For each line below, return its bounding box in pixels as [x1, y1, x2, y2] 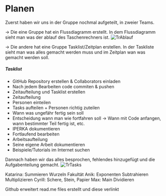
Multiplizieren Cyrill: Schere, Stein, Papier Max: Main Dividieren [5, 177, 134, 183]
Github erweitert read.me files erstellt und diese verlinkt [5, 186, 119, 192]
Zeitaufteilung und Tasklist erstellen [12, 89, 85, 95]
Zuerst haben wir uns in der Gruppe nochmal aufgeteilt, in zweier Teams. [5, 19, 155, 25]
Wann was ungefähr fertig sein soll [12, 110, 84, 116]
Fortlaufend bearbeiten [12, 131, 60, 137]
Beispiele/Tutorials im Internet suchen [12, 147, 90, 153]
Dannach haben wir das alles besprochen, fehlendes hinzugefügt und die [5, 156, 155, 162]
